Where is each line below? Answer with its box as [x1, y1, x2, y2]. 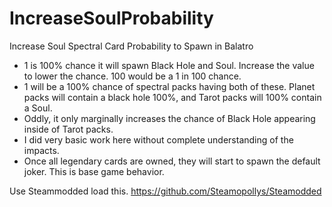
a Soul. [23, 102, 53, 114]
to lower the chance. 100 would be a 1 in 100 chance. [23, 70, 242, 82]
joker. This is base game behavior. [23, 165, 165, 177]
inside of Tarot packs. [23, 123, 114, 135]
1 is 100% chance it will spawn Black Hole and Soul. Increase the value [23, 59, 315, 71]
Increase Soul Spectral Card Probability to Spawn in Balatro [9, 40, 254, 52]
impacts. [23, 144, 60, 156]
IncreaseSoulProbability [9, 7, 214, 30]
